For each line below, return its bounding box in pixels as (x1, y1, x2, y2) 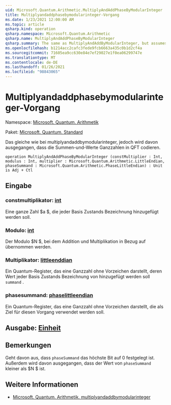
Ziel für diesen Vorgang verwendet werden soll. (5, 309, 105, 315)
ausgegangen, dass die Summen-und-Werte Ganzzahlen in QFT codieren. (5, 144, 161, 150)
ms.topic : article (5, 21, 44, 27)
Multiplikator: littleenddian (5, 256, 73, 263)
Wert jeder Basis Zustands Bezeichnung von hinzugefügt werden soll (5, 274, 150, 280)
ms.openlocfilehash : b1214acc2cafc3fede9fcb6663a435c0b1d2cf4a (5, 46, 142, 51)
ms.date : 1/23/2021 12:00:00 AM (5, 17, 74, 22)
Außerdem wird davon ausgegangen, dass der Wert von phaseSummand (5, 360, 151, 366)
